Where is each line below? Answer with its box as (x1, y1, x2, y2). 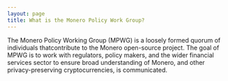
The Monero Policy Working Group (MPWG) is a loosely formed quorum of (7, 36, 221, 44)
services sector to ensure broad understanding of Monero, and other (7, 58, 206, 66)
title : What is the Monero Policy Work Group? (7, 17, 145, 24)
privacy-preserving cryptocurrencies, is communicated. (7, 66, 168, 74)
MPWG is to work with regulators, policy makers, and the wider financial (7, 50, 214, 59)
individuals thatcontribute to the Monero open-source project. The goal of (7, 43, 220, 52)
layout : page (7, 10, 45, 17)
